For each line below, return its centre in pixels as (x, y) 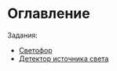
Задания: (23, 35)
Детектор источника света (64, 59)
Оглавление (49, 14)
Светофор (35, 50)
